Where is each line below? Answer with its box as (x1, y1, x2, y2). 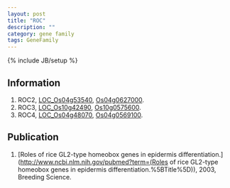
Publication (7, 131, 59, 143)
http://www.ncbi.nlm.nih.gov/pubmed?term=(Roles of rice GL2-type (20, 157, 219, 166)
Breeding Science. (17, 172, 72, 181)
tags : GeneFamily (7, 37, 59, 44)
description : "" (7, 23, 55, 31)
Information (7, 77, 61, 89)
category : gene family (7, 30, 75, 38)
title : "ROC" (7, 17, 46, 24)
